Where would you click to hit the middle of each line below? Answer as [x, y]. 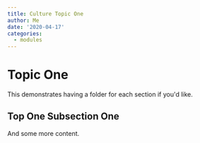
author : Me [23, 20]
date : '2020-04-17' [36, 27]
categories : [25, 33]
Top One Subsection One [63, 117]
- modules [28, 40]
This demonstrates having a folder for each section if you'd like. [100, 94]
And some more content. [43, 133]
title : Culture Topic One [45, 14]
